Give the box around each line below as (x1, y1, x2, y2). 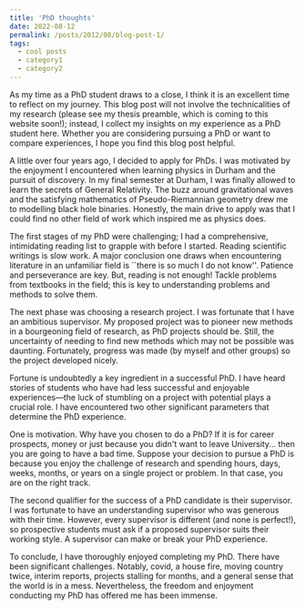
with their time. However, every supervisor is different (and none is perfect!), (9, 513, 297, 524)
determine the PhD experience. (9, 411, 127, 422)
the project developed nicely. (9, 354, 118, 365)
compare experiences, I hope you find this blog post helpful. (9, 137, 236, 148)
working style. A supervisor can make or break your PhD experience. (9, 534, 269, 544)
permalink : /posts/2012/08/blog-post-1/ (9, 30, 166, 39)
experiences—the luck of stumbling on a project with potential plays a (9, 391, 271, 402)
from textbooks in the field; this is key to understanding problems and (9, 279, 270, 290)
